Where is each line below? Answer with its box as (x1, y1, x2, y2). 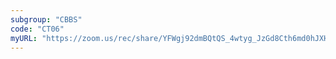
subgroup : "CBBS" (10, 14, 83, 25)
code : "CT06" (10, 24, 65, 34)
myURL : (10, 33, 38, 43)
